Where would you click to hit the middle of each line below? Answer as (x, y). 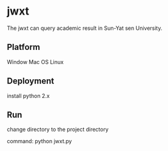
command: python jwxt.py (39, 141)
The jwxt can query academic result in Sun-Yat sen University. (85, 28)
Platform (24, 47)
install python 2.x (29, 96)
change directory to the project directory (58, 130)
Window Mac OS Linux (35, 61)
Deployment (31, 81)
